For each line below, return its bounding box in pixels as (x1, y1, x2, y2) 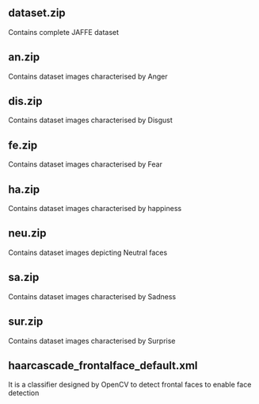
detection (8, 388, 40, 398)
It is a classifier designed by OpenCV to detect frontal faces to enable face (8, 380, 252, 390)
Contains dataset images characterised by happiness (8, 204, 182, 214)
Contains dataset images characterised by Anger (8, 71, 168, 81)
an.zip (8, 51, 40, 64)
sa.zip (8, 271, 40, 284)
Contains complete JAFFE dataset (8, 27, 120, 37)
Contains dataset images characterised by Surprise (8, 336, 176, 345)
